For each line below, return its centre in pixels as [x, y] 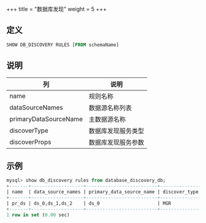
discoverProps [30, 142]
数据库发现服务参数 [116, 142]
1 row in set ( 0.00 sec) [38, 215]
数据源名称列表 [110, 108]
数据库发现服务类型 [116, 131]
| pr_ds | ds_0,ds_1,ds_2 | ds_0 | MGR [89, 203]
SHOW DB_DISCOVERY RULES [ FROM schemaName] [63, 45]
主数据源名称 [107, 119]
